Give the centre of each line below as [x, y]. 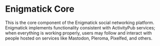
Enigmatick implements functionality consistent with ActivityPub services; [80, 27]
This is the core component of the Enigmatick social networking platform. [80, 23]
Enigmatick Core [40, 9]
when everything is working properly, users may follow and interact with [79, 33]
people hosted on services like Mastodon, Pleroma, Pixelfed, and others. [79, 38]
